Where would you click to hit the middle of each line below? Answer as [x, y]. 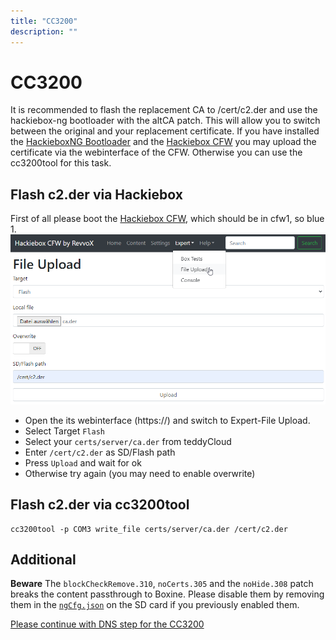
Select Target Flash [64, 431]
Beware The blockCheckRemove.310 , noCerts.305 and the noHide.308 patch [162, 584]
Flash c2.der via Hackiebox [96, 194]
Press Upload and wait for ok [83, 462]
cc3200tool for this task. [61, 163]
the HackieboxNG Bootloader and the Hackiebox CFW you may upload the [163, 142]
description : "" [44, 31]
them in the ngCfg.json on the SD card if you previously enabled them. [155, 605]
